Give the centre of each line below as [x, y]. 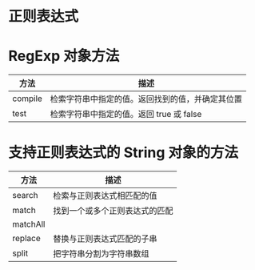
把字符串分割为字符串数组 [101, 254]
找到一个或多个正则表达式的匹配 [113, 211]
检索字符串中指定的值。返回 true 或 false [126, 115]
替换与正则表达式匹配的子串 [105, 239]
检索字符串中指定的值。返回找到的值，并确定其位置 [146, 99]
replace [27, 239]
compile [27, 99]
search [25, 195]
